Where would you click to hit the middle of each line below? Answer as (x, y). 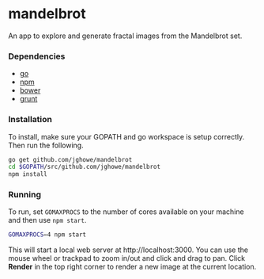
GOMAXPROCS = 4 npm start (47, 235)
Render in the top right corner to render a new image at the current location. (132, 267)
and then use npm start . (47, 220)
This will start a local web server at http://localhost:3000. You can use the (128, 250)
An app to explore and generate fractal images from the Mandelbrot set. (125, 36)
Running (25, 195)
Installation (30, 120)
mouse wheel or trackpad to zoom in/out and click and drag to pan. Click (127, 258)
